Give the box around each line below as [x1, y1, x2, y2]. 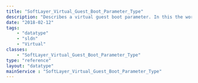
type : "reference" [6, 57, 51, 63]
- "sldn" [16, 36, 38, 41]
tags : [6, 25, 19, 31]
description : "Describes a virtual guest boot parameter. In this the [6, 14, 183, 20]
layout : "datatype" [6, 63, 54, 69]
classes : [6, 47, 28, 53]
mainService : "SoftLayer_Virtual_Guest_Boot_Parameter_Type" [6, 68, 162, 74]
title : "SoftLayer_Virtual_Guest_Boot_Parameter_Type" [6, 8, 144, 15]
